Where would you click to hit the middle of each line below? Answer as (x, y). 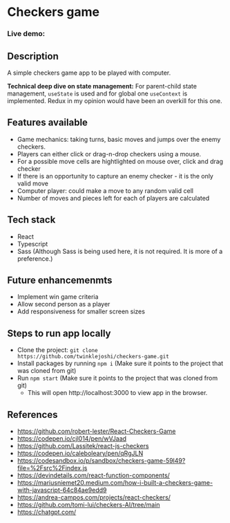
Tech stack (31, 220)
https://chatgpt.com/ (47, 512)
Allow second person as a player (64, 304)
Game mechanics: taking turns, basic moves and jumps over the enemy (119, 139)
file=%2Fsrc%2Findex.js (52, 468)
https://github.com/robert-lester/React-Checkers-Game (96, 431)
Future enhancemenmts (60, 280)
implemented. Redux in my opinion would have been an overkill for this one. (115, 100)
